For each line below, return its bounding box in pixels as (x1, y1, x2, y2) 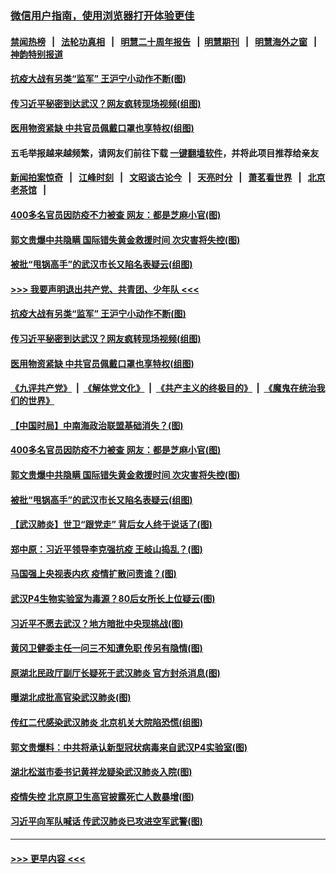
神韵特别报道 (10, 48, 63, 60)
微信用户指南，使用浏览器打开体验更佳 (10, 8, 195, 22)
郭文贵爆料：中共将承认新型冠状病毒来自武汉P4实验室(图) (10, 741, 248, 753)
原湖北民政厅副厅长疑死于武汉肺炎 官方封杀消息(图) (10, 667, 221, 679)
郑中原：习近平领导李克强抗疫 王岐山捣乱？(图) (10, 543, 203, 555)
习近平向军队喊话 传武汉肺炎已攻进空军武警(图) (10, 815, 203, 827)
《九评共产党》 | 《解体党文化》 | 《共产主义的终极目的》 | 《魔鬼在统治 (10, 382, 317, 394)
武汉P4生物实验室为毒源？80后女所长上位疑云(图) (10, 592, 216, 604)
